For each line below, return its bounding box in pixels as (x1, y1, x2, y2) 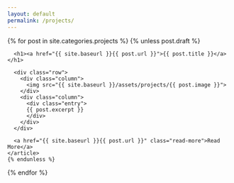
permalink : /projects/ (7, 17, 74, 24)
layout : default (7, 10, 55, 18)
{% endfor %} (7, 168, 48, 177)
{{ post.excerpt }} (26, 106, 84, 113)
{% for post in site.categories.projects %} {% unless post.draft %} (7, 36, 201, 45)
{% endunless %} (7, 155, 55, 163)
